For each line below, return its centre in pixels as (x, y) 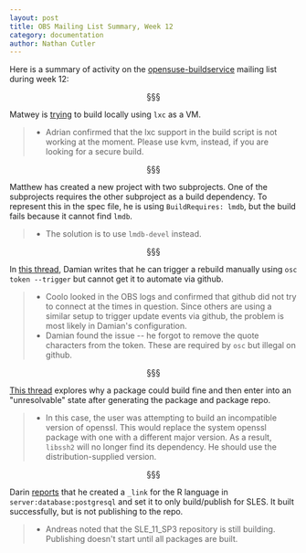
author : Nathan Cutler (53, 43)
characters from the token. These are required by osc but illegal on (171, 346)
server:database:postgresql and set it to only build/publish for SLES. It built (152, 502)
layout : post (34, 18)
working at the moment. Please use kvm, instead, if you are (157, 142)
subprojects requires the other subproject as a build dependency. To (138, 197)
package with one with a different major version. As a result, (158, 437)
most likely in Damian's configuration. (116, 326)
